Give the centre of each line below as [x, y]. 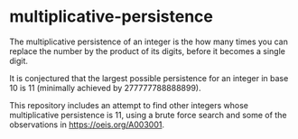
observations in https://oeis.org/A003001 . [87, 125]
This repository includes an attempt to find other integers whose [129, 105]
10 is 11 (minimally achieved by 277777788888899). [105, 88]
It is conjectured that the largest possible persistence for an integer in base [149, 78]
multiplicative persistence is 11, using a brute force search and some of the [148, 115]
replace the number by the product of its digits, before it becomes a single [148, 51]
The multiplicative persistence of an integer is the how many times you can [149, 42]
